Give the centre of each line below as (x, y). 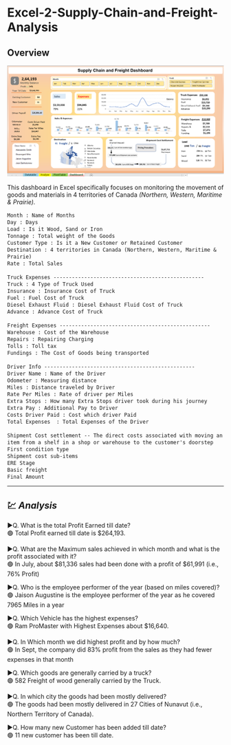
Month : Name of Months (41, 216)
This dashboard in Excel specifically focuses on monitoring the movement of (115, 188)
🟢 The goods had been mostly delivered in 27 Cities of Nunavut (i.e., (105, 704)
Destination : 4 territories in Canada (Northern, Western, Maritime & (112, 250)
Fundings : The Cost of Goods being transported (78, 353)
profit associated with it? (42, 557)
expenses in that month (40, 660)
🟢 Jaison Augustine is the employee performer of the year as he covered (111, 595)
